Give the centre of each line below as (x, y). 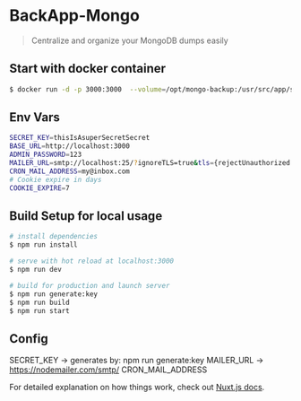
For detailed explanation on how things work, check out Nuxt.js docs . (137, 388)
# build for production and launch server (90, 285)
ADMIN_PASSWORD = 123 (46, 155)
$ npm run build (39, 302)
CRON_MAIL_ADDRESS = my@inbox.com (69, 171)
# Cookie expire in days (56, 179)
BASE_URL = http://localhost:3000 (69, 146)
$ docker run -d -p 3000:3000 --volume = (88, 89)
